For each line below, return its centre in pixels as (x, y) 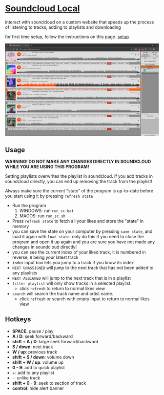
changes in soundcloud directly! (44, 247)
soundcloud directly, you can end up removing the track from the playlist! (79, 181)
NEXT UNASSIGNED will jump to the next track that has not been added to (83, 268)
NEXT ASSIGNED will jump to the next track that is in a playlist (72, 278)
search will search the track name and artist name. (63, 293)
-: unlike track (26, 378)
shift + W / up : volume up (38, 362)
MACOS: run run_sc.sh (42, 216)
